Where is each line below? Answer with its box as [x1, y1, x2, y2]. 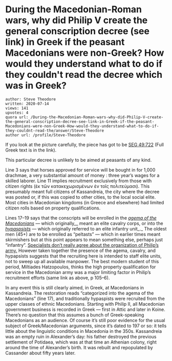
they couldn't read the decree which [5, 69, 163, 80]
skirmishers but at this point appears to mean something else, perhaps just [5, 237, 163, 243]
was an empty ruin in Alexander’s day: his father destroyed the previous [5, 333, 157, 339]
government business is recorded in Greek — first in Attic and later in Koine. [5, 306, 165, 312]
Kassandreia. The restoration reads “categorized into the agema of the [5, 290, 154, 296]
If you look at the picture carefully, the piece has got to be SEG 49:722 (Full [5, 141, 164, 147]
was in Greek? [5, 80, 67, 92]
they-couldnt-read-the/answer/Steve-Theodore [5, 128, 104, 133]
